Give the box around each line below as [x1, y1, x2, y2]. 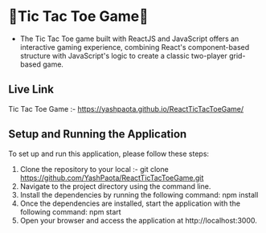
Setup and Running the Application [8, 128, 187, 141]
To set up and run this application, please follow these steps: [8, 149, 210, 158]
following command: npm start [19, 206, 122, 216]
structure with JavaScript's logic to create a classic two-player [19, 51, 227, 60]
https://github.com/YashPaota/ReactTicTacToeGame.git [19, 173, 204, 182]
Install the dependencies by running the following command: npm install [19, 190, 259, 199]
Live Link [8, 83, 55, 96]
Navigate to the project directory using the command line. [19, 181, 211, 191]
